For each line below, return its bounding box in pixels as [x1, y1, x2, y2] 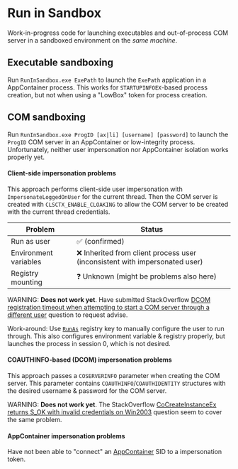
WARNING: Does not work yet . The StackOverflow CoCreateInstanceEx [7, 400, 217, 409]
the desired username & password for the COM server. [7, 386, 167, 395]
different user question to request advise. [7, 311, 128, 319]
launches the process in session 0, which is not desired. [7, 339, 171, 347]
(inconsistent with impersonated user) [76, 257, 203, 266]
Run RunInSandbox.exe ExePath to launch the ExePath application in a [7, 75, 207, 84]
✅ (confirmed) [76, 236, 125, 246]
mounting [11, 277, 42, 287]
